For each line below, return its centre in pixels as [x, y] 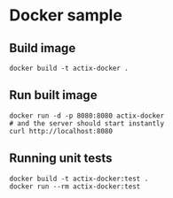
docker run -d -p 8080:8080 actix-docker [87, 116]
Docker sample [66, 15]
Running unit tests [61, 159]
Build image [43, 48]
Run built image [53, 95]
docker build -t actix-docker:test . [79, 179]
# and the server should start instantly [87, 123]
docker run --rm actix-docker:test [75, 187]
